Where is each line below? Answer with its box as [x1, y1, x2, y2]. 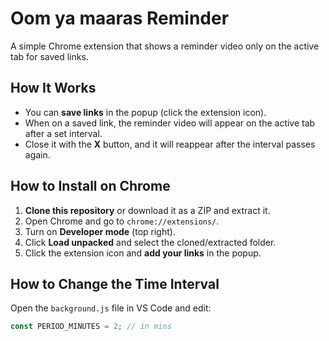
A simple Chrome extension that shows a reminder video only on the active [10, 40, 320, 52]
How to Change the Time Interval [10, 275, 220, 292]
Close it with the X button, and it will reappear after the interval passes [24, 138, 316, 150]
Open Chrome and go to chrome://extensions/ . [24, 215, 220, 227]
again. [24, 148, 51, 161]
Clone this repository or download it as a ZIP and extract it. [24, 204, 271, 216]
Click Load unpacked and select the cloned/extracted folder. [24, 236, 277, 248]
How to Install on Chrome [10, 178, 171, 195]
